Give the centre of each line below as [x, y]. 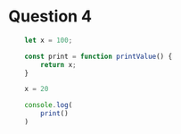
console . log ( [49, 105]
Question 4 [50, 17]
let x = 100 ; [49, 40]
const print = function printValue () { [99, 56]
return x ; [58, 64]
